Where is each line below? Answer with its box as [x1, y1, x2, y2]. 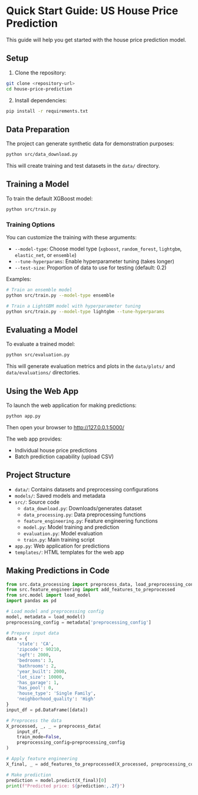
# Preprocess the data [6, 718, 62, 724]
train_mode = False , [16, 734, 62, 740]
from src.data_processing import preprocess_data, [6, 581, 133, 587]
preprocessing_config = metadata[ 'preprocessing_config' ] [6, 619, 151, 625]
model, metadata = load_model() [6, 614, 85, 620]
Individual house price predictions [14, 447, 97, 454]
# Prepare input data [6, 630, 60, 636]
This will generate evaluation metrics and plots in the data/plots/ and [6, 363, 175, 370]
